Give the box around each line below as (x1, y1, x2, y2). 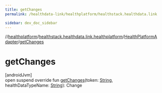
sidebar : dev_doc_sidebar (5, 20, 57, 25)
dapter (5, 39, 18, 45)
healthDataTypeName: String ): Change (5, 82, 82, 88)
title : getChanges (5, 7, 42, 12)
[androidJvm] (5, 72, 32, 78)
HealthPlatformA (124, 34, 158, 39)
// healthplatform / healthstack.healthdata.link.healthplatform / (5, 34, 125, 39)
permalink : (5, 12, 27, 17)
